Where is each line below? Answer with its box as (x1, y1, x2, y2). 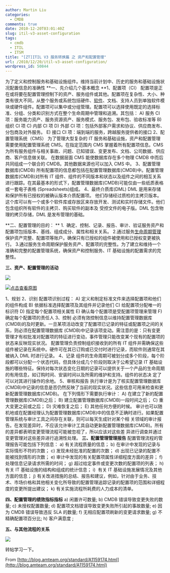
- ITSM (10, 50, 24, 55)
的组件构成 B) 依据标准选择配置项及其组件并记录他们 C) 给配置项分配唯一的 (5, 302, 162, 308)
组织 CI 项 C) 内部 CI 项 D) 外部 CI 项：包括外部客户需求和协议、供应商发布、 (5, 123, 165, 129)
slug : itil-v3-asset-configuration (5, 31, 80, 36)
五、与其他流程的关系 (5, 526, 50, 532)
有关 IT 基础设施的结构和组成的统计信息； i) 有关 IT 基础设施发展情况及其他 (5, 467, 162, 473)
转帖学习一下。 (5, 547, 36, 553)
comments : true (5, 21, 37, 27)
